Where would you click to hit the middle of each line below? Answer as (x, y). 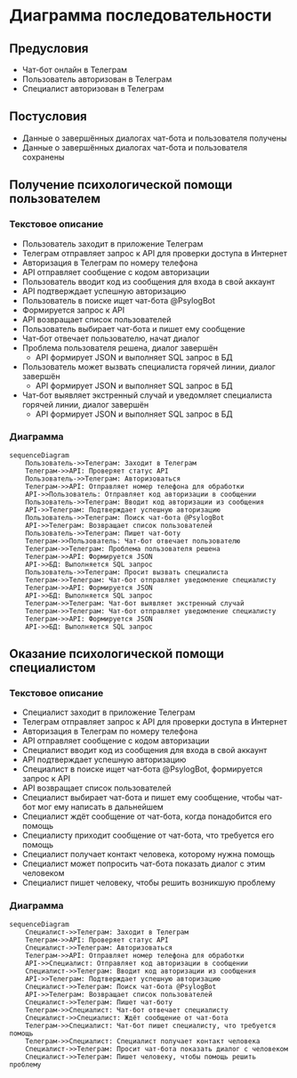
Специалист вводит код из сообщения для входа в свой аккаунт (144, 750)
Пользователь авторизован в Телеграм (97, 79)
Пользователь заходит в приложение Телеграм (112, 243)
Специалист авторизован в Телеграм (93, 89)
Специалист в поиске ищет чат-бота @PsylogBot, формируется (142, 769)
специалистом (52, 668)
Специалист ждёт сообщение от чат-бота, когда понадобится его (147, 816)
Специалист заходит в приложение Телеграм (108, 712)
